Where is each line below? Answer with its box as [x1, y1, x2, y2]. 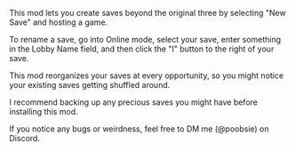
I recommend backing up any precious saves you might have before [9, 97, 258, 107]
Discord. [9, 133, 40, 143]
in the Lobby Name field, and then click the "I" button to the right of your [9, 44, 275, 54]
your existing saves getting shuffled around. [9, 80, 171, 90]
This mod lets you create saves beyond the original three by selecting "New [9, 8, 286, 18]
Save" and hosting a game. [9, 17, 108, 28]
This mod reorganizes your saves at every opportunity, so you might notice [9, 70, 284, 81]
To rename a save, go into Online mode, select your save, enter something [9, 35, 282, 44]
